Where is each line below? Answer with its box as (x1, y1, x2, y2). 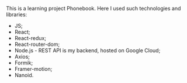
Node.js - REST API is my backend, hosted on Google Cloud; (14, 47, 161, 54)
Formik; (14, 59, 33, 66)
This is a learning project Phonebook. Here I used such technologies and (6, 5, 181, 12)
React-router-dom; (14, 41, 60, 48)
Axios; (14, 53, 30, 60)
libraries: (6, 11, 27, 18)
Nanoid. (14, 72, 34, 78)
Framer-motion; (14, 66, 53, 72)
